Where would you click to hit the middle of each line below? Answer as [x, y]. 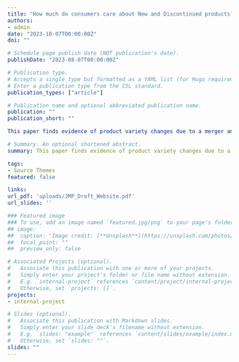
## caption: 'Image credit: [51, 235]
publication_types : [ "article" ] [55, 92]
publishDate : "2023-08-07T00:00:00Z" [63, 60]
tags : [15, 164]
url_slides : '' [30, 203]
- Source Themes [31, 170]
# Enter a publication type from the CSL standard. [85, 86]
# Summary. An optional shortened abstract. [74, 144]
